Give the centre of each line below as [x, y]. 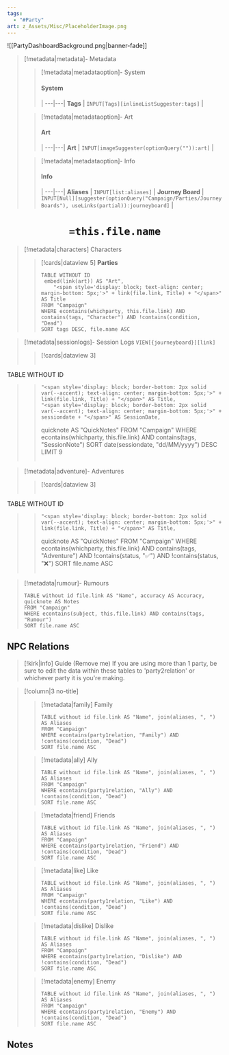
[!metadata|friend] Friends [78, 815]
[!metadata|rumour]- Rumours [66, 583]
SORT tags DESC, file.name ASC [85, 329]
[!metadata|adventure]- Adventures [74, 471]
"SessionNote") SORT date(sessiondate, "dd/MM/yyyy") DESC [129, 444]
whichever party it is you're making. [74, 677]
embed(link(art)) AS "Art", [84, 281]
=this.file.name [115, 232]
